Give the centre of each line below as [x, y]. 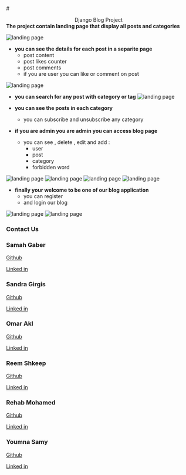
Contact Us [23, 229]
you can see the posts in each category [64, 108]
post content [39, 55]
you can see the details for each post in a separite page [83, 49]
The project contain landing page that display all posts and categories [93, 26]
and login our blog [45, 203]
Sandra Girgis [26, 285]
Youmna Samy [27, 442]
